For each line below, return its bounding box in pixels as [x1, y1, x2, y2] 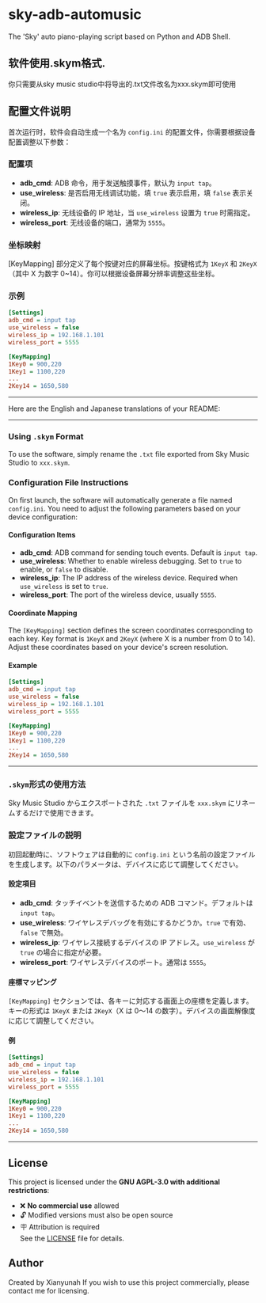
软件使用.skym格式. [8, 57, 105, 70]
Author [8, 1256, 44, 1270]
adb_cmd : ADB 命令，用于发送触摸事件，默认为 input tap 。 [19, 178, 216, 188]
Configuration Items [8, 530, 76, 540]
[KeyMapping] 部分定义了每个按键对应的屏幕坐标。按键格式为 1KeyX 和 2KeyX [8, 259, 257, 268]
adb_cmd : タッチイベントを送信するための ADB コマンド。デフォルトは [19, 898, 253, 907]
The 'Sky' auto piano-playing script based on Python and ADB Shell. [8, 32, 231, 41]
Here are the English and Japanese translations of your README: [8, 404, 221, 413]
